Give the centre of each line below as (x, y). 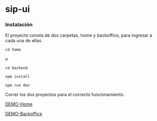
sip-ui (18, 9)
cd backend (16, 68)
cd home (13, 50)
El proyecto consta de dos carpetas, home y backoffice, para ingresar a (79, 35)
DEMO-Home (19, 104)
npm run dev (17, 85)
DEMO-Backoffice (24, 114)
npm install (17, 77)
